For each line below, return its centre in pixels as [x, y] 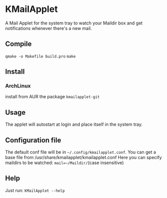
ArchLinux [18, 86]
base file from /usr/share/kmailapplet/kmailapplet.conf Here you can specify [83, 158]
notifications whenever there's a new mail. [49, 28]
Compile [18, 44]
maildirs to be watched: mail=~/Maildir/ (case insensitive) [65, 163]
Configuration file [33, 140]
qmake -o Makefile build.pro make [40, 56]
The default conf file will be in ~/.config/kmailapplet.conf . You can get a [81, 152]
